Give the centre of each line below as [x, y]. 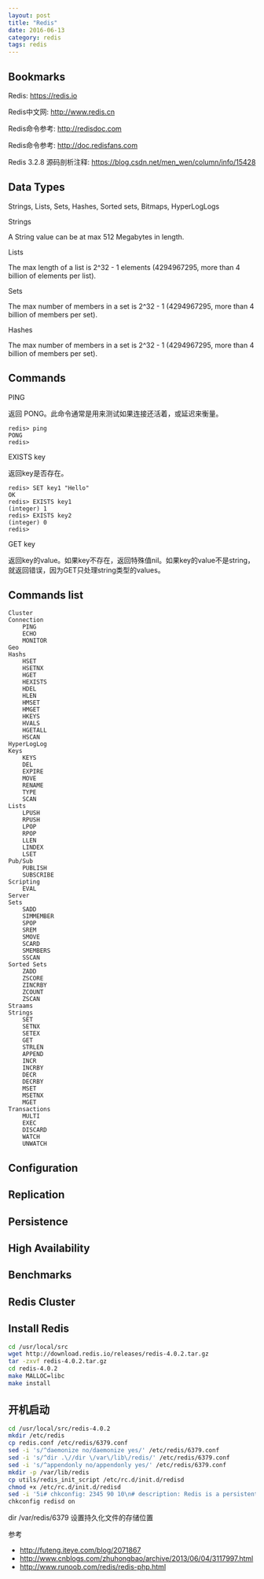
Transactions [29, 1110]
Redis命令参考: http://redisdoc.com [65, 128]
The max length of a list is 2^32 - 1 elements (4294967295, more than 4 [125, 267]
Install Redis [38, 1329]
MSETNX [33, 1095]
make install [29, 1383]
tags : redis [27, 45]
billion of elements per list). [52, 276]
